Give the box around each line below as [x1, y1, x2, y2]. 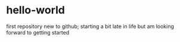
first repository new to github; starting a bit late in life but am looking [6, 23, 175, 30]
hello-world [6, 3, 66, 17]
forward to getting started [6, 29, 70, 36]
